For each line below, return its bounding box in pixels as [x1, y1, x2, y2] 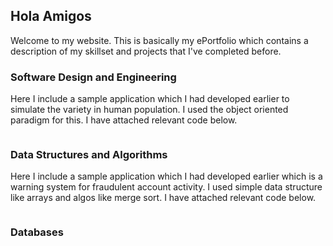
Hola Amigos [10, 8, 92, 25]
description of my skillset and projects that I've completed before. [10, 45, 282, 57]
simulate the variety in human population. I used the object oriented [10, 104, 289, 116]
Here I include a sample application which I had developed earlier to [10, 93, 290, 105]
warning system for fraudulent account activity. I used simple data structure [10, 181, 323, 193]
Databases [10, 225, 64, 239]
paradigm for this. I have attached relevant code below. [10, 114, 238, 126]
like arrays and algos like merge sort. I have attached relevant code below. [10, 192, 317, 204]
